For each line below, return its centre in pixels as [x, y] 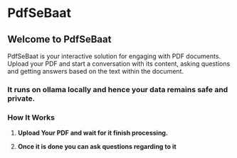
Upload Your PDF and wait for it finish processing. [93, 133]
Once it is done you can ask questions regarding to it [97, 147]
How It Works [31, 117]
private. [21, 98]
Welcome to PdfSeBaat [59, 39]
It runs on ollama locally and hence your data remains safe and [118, 89]
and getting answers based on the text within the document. [95, 71]
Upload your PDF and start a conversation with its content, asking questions [119, 64]
